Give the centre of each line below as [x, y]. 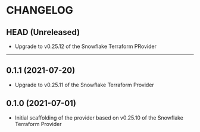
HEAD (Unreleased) [43, 32]
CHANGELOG [40, 10]
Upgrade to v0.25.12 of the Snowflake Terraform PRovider [85, 46]
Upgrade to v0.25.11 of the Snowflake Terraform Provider [85, 85]
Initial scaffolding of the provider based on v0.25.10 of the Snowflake [99, 117]
